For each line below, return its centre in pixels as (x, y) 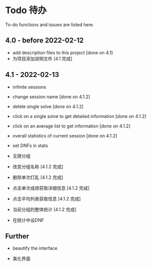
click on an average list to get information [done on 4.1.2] (71, 126)
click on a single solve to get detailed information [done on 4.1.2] (80, 116)
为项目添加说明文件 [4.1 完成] (42, 58)
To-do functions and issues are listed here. (50, 24)
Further (17, 236)
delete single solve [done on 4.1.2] (48, 106)
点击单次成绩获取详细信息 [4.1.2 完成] (51, 188)
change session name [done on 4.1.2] (51, 97)
